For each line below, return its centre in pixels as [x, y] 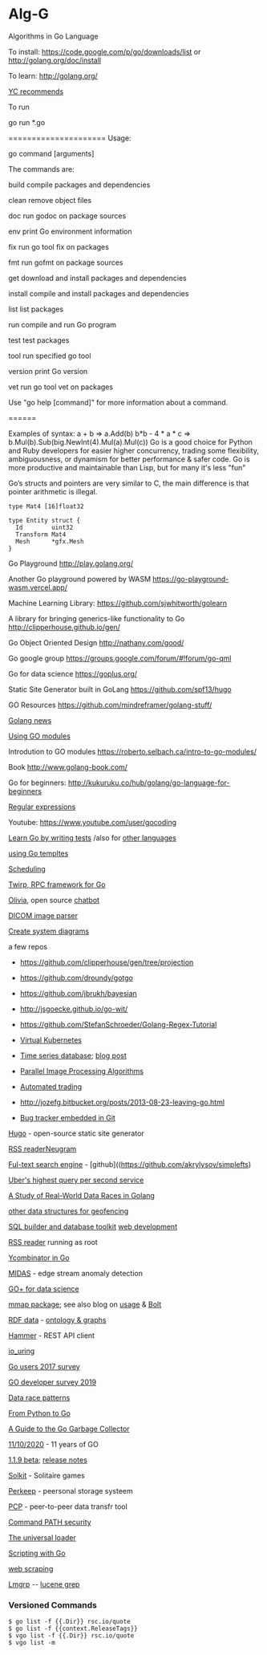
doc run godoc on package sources [67, 216]
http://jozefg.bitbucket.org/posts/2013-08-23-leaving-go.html [122, 1102]
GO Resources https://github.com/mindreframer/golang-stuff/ [110, 705]
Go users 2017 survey [44, 1366]
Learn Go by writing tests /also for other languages [92, 838]
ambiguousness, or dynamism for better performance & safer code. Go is [129, 459]
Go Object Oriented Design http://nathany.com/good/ [96, 642]
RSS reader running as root [53, 1242]
